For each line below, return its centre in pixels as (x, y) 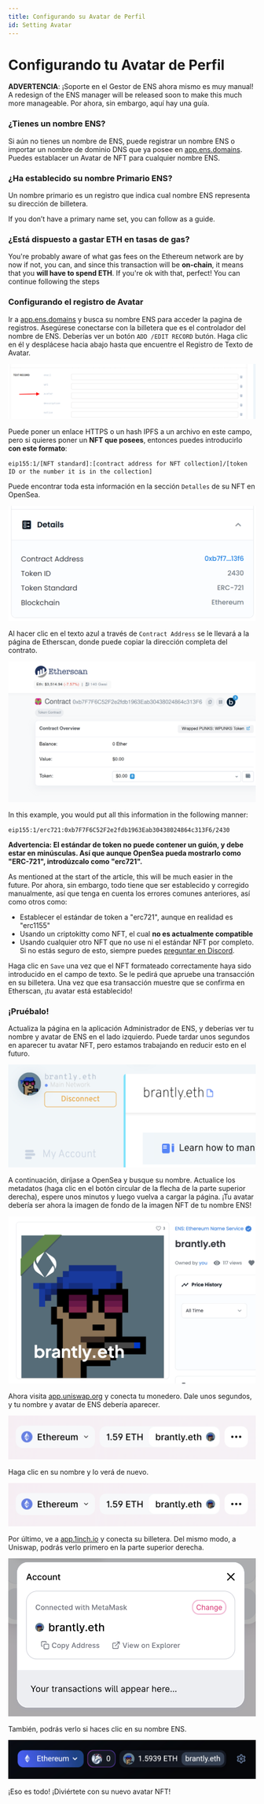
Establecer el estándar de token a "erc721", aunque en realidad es (126, 917)
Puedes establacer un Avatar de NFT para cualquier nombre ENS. (114, 158)
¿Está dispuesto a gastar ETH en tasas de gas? (99, 239)
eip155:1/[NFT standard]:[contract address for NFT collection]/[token (128, 464)
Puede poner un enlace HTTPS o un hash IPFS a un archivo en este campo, (130, 432)
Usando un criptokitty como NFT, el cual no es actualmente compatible (136, 934)
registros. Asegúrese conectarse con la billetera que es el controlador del (127, 328)
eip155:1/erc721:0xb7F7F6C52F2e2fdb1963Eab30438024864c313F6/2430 (119, 830)
